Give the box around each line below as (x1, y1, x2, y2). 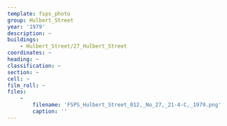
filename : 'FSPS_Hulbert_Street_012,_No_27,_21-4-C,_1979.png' (32, 101, 221, 108)
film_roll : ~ (7, 82, 46, 89)
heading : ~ (7, 56, 39, 63)
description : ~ (7, 29, 52, 37)
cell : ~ (7, 75, 30, 83)
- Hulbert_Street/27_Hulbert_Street (20, 43, 128, 50)
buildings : (7, 36, 39, 43)
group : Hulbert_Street (7, 17, 74, 24)
